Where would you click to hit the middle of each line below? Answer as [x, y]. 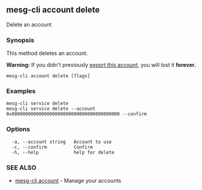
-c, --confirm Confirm [52, 147]
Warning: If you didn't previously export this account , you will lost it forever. [101, 65]
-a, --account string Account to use [62, 142]
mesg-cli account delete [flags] [48, 76]
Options [18, 129]
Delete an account [29, 24]
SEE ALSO [21, 167]
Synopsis [20, 40]
